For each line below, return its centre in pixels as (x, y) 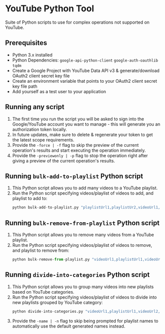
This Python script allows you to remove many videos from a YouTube (83, 235)
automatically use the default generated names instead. (69, 326)
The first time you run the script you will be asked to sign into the (78, 119)
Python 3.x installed (32, 55)
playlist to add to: (30, 199)
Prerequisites (26, 43)
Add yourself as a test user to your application (59, 91)
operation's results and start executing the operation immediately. (79, 150)
